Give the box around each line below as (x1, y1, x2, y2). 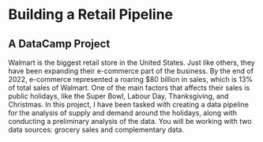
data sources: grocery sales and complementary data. (8, 125, 185, 134)
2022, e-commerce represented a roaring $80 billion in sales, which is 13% (8, 75, 254, 84)
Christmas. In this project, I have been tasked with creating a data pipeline (8, 100, 249, 109)
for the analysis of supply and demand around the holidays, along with (8, 108, 238, 118)
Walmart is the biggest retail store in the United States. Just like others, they (8, 58, 255, 67)
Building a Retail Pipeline (8, 6, 174, 24)
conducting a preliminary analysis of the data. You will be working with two (8, 117, 252, 125)
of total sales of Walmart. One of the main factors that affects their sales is (8, 83, 250, 92)
